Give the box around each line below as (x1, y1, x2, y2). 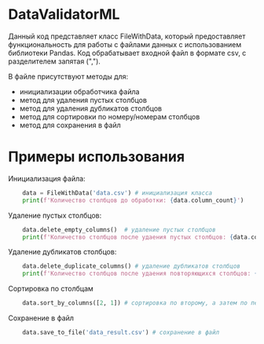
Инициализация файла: (8, 174, 86, 183)
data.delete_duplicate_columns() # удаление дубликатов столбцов (22, 262, 241, 270)
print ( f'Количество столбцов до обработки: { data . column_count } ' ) (22, 196, 244, 204)
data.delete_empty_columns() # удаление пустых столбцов (22, 225, 216, 233)
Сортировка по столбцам (8, 284, 94, 294)
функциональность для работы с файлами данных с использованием (8, 39, 242, 49)
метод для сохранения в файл (19, 120, 121, 130)
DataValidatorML (8, 5, 120, 24)
